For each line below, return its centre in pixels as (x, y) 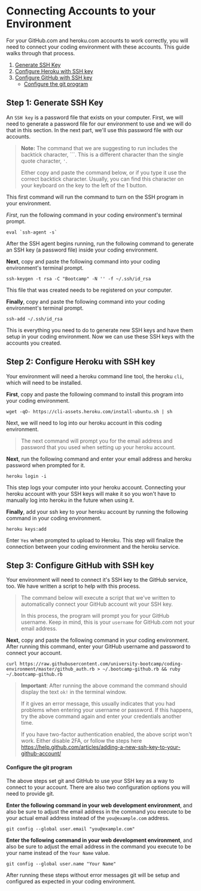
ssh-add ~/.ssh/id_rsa (34, 319)
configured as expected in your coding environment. (71, 881)
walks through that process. (41, 53)
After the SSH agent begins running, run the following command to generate (100, 243)
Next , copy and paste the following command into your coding (83, 261)
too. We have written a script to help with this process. (73, 586)
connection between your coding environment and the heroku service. (93, 546)
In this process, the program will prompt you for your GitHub (95, 616)
